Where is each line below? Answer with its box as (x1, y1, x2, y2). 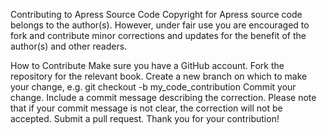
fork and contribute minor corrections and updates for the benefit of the (10, 30, 307, 41)
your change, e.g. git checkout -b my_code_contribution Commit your (10, 81, 297, 93)
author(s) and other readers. (10, 40, 128, 52)
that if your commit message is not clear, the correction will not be (10, 102, 283, 114)
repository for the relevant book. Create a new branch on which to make (10, 70, 308, 82)
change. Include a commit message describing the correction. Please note (10, 92, 317, 103)
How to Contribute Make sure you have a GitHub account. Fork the (10, 60, 285, 71)
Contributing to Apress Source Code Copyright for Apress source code (10, 9, 303, 20)
